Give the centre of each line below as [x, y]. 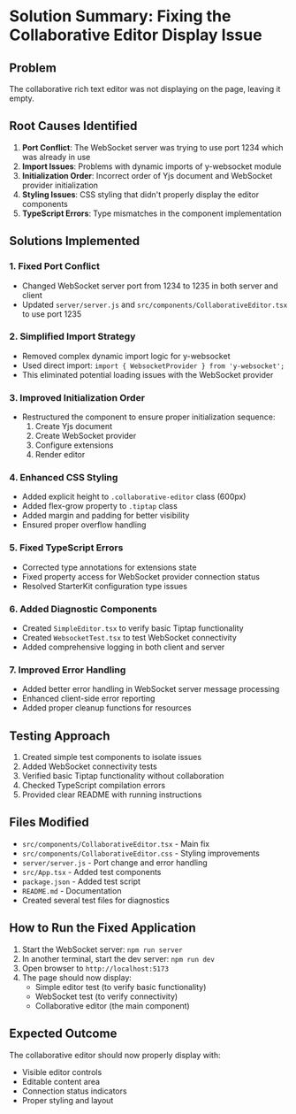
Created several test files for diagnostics [95, 900]
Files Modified [49, 822]
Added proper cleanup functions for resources [106, 708]
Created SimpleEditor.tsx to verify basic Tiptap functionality [133, 628]
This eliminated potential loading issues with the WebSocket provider [148, 374]
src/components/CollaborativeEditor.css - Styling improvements [141, 853]
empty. [22, 98]
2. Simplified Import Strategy [72, 336]
